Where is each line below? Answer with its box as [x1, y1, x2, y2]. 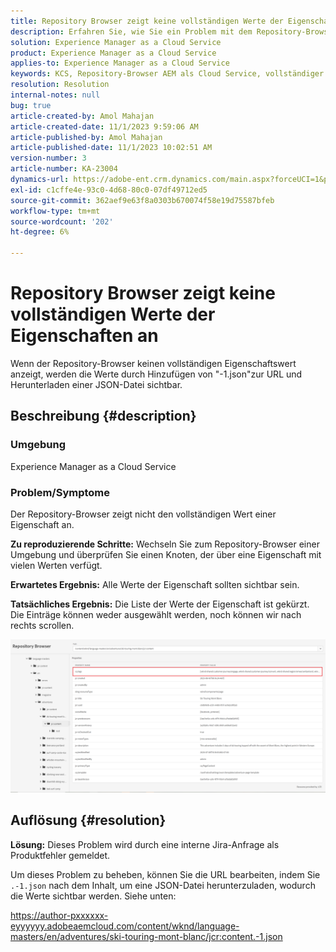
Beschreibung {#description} [10, 408, 197, 425]
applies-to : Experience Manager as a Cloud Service [10, 58, 230, 69]
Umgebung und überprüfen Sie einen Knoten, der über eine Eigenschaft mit [10, 548, 322, 560]
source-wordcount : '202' [10, 216, 114, 227]
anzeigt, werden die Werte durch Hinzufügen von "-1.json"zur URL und [10, 368, 303, 380]
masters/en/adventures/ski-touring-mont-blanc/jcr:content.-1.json [10, 930, 283, 942]
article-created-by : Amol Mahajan [10, 111, 155, 121]
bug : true [10, 100, 52, 110]
